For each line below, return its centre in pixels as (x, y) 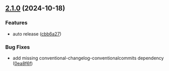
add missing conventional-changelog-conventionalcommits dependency (88, 58)
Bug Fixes (18, 47)
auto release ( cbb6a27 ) (37, 34)
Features (16, 23)
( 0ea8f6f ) (23, 63)
